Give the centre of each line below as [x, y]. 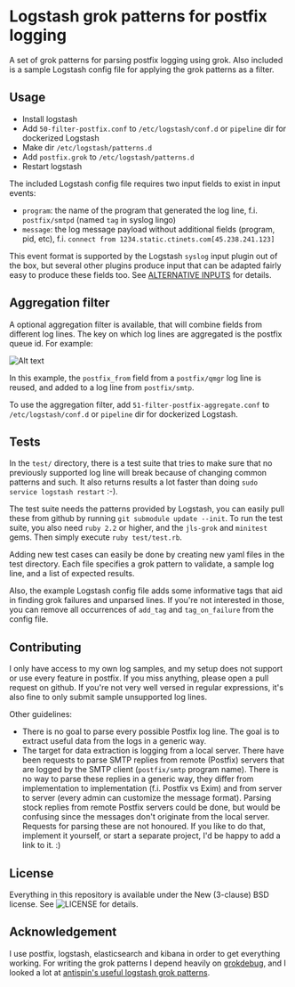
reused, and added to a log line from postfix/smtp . [102, 387]
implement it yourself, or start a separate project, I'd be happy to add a [151, 836]
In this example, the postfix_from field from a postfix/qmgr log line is [136, 378]
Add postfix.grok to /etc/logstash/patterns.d [108, 157]
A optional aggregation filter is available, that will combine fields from [136, 324]
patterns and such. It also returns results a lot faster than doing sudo [134, 482]
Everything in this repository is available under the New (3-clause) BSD [139, 894]
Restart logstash [52, 166]
